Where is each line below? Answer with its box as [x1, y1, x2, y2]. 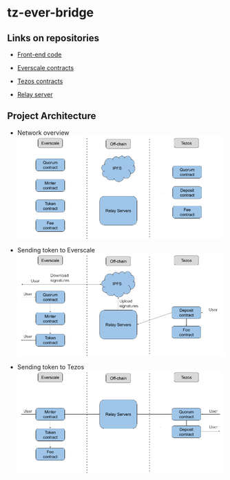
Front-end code [17, 50, 62, 58]
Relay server [17, 91, 53, 98]
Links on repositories [7, 32, 100, 44]
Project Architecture [7, 110, 96, 122]
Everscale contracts [17, 64, 74, 72]
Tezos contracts [17, 77, 63, 85]
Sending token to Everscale [17, 246, 95, 254]
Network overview [17, 129, 70, 137]
